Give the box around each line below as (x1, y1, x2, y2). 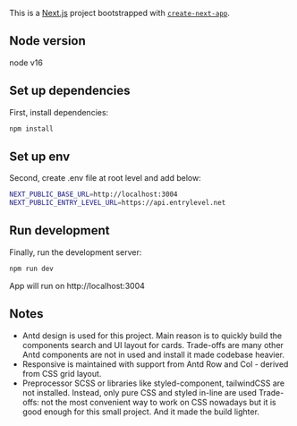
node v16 (9, 57, 43, 68)
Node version (9, 33, 87, 48)
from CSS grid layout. (21, 368, 102, 379)
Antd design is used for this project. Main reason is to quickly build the (21, 330, 283, 341)
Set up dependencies (9, 83, 131, 98)
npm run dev (9, 264, 54, 273)
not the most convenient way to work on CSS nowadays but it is (41, 396, 276, 407)
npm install (9, 124, 54, 133)
